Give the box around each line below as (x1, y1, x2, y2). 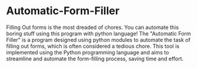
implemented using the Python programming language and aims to (6, 48, 169, 56)
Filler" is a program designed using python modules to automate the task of (6, 36, 191, 43)
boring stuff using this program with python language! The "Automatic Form (6, 30, 191, 37)
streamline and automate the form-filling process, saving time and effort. (6, 55, 184, 62)
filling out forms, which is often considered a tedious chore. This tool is (6, 43, 180, 50)
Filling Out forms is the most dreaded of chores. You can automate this (6, 24, 179, 31)
